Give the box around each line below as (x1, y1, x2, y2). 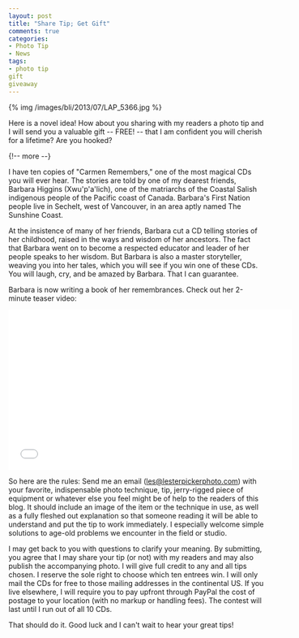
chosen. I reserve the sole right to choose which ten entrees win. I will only (8, 570, 258, 579)
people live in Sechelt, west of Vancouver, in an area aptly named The (8, 201, 241, 211)
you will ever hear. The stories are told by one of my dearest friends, (8, 176, 237, 185)
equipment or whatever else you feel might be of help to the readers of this (8, 493, 259, 503)
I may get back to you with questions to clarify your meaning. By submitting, (8, 544, 263, 553)
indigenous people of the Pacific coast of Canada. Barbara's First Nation (8, 193, 251, 202)
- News (8, 50, 31, 58)
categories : (8, 34, 49, 43)
